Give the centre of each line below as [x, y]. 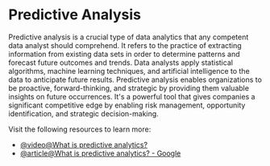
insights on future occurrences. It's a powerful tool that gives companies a [132, 96]
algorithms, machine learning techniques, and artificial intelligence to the [129, 71]
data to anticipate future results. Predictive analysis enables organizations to [135, 79]
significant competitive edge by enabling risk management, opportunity [127, 105]
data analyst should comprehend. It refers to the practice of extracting [125, 45]
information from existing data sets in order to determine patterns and [124, 54]
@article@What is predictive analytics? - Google [100, 153]
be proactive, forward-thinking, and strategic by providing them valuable [129, 88]
